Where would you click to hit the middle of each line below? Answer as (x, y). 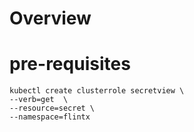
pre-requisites (70, 64)
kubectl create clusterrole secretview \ (97, 91)
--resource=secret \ (52, 108)
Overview (50, 18)
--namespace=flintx (50, 117)
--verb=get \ (39, 100)
